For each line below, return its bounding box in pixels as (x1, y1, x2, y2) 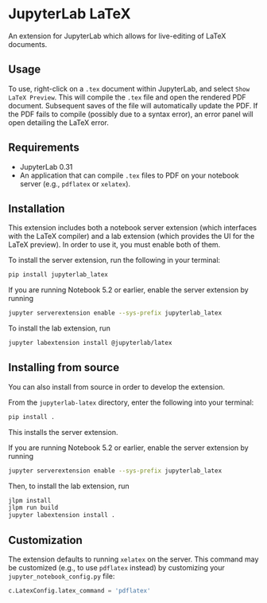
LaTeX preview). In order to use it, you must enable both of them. (8, 240, 221, 249)
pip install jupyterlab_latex (8, 271, 109, 279)
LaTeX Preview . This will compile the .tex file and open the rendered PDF (8, 92, 246, 102)
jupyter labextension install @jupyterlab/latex (8, 339, 172, 347)
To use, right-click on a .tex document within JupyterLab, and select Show (8, 84, 250, 93)
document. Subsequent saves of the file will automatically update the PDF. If (8, 100, 258, 110)
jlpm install (8, 496, 52, 504)
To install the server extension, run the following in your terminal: (8, 256, 221, 265)
